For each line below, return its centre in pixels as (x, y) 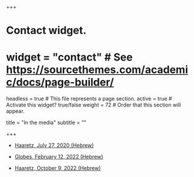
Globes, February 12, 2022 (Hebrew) (59, 157)
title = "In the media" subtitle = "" (46, 123)
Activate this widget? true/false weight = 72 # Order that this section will (93, 105)
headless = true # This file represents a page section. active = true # (89, 99)
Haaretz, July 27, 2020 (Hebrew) (54, 145)
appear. (15, 111)
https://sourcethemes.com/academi (97, 70)
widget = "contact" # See (69, 57)
